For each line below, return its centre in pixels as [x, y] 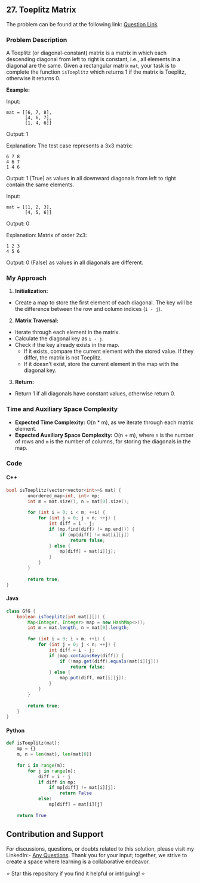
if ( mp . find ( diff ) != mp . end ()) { [92, 529]
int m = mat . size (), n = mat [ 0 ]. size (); [79, 501]
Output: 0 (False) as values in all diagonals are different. [75, 262]
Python [16, 730]
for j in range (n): [52, 771]
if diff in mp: [57, 782]
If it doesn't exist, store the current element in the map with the [101, 364]
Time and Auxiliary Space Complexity [62, 409]
